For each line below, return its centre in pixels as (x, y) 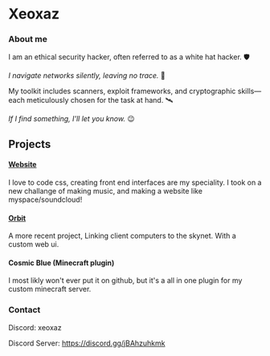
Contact (25, 310)
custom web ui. (34, 244)
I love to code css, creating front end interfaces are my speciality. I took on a (135, 182)
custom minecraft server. (50, 289)
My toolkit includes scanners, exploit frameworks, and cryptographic (122, 91)
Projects (30, 144)
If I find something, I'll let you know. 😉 (72, 119)
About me (28, 39)
